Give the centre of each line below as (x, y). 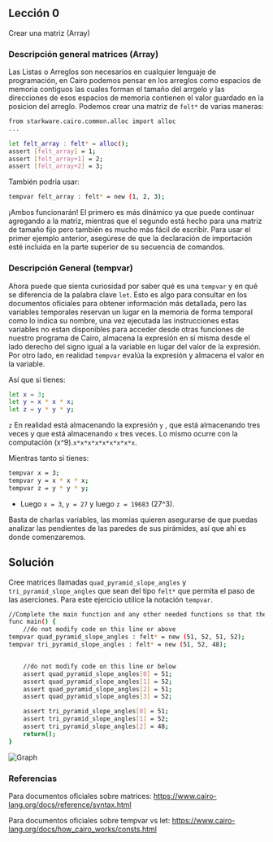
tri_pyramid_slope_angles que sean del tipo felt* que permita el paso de (132, 590)
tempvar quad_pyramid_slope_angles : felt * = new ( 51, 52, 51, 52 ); (127, 637)
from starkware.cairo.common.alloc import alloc (92, 121)
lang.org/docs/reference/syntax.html (70, 805)
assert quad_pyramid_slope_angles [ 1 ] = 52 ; (98, 682)
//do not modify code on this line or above (100, 629)
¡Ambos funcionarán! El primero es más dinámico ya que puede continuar (131, 213)
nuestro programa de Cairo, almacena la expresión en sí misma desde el (129, 338)
